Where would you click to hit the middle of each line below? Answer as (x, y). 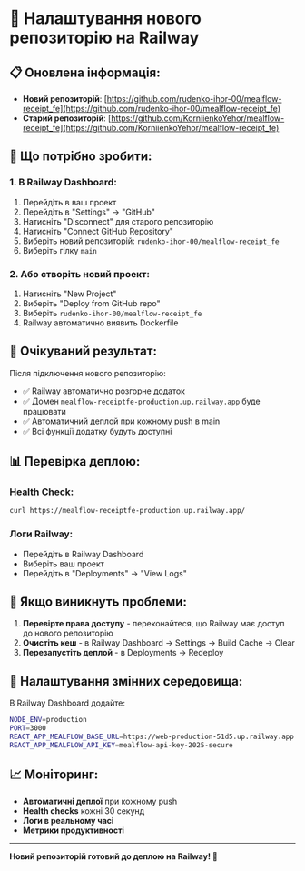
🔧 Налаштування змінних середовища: (126, 681)
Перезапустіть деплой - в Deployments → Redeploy (123, 653)
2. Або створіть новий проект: (79, 274)
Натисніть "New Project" (69, 294)
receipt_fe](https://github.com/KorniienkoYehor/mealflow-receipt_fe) (151, 128)
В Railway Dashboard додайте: (67, 703)
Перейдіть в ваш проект (69, 202)
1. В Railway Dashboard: (64, 183)
